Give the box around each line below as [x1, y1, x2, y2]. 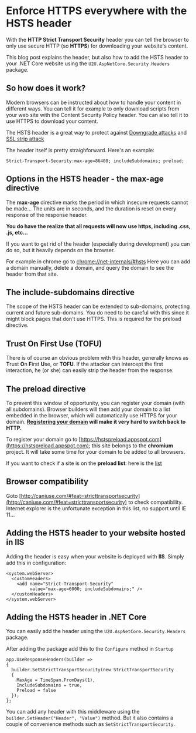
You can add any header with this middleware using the [6, 708, 140, 715]
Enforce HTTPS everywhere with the [6, 4, 187, 18]
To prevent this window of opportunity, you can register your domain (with [6, 400, 185, 406]
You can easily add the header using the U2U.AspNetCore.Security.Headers [6, 628, 186, 635]
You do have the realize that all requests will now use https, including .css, [6, 222, 191, 230]
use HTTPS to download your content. [6, 118, 98, 125]
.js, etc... [6, 229, 28, 236]
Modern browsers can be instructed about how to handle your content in [6, 99, 181, 106]
